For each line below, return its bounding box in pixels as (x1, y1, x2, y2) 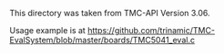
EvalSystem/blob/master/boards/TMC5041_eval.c (9, 35, 196, 45)
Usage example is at (9, 25, 87, 35)
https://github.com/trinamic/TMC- (87, 25, 216, 35)
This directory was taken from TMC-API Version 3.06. (9, 8, 211, 18)
